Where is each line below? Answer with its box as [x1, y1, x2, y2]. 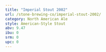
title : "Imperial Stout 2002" [5, 7, 68, 12]
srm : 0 [5, 35, 19, 40]
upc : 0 [5, 40, 19, 45]
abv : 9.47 [5, 26, 26, 31]
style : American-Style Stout [5, 21, 66, 26]
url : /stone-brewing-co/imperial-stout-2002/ [5, 12, 101, 17]
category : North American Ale [5, 16, 68, 21]
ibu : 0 [5, 30, 19, 35]
